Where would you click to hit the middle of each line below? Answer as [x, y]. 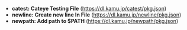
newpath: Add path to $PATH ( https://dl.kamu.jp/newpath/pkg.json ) [95, 21]
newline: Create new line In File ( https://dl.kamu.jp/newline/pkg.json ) [96, 15]
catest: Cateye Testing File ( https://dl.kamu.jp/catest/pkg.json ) [89, 9]
